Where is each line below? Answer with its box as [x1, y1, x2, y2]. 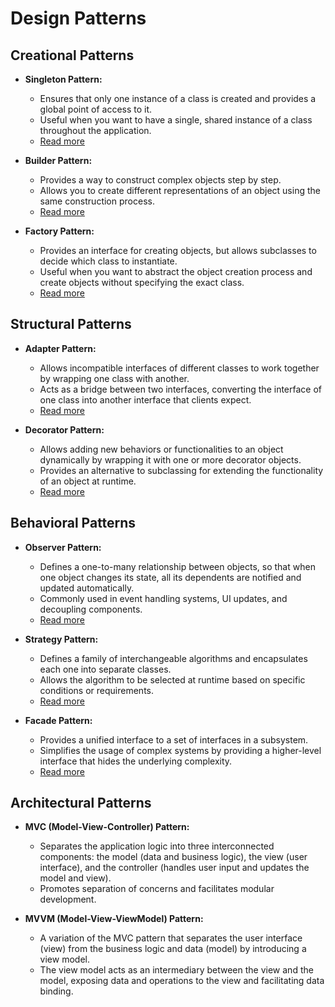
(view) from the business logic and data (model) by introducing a [39, 943, 307, 955]
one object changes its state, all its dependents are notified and [39, 571, 302, 583]
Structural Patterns [10, 316, 132, 333]
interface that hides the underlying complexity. [39, 755, 233, 767]
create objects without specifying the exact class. [39, 277, 245, 288]
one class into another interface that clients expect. [39, 393, 252, 406]
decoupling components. [39, 603, 143, 615]
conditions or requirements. [39, 684, 154, 696]
